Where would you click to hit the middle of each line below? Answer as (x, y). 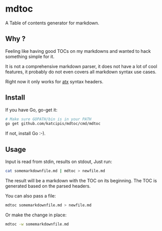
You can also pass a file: (31, 196)
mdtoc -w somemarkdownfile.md (37, 224)
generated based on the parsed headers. (48, 186)
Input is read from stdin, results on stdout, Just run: (59, 162)
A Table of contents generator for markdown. (52, 23)
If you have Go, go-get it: (31, 110)
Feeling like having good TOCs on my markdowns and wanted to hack (78, 51)
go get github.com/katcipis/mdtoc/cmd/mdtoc (53, 124)
